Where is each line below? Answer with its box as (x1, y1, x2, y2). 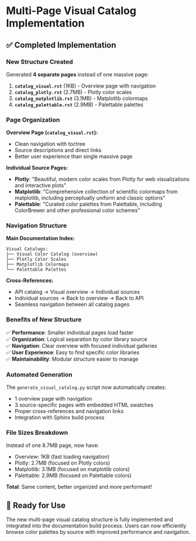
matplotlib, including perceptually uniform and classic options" (14, 194, 166, 201)
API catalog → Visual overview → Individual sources (14, 288, 140, 295)
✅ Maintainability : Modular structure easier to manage (6, 355, 139, 362)
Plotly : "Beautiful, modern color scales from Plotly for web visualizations (14, 176, 190, 183)
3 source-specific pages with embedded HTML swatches (14, 401, 154, 409)
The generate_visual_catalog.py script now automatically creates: (6, 384, 167, 391)
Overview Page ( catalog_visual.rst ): (6, 129, 98, 136)
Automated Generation (6, 370, 73, 378)
